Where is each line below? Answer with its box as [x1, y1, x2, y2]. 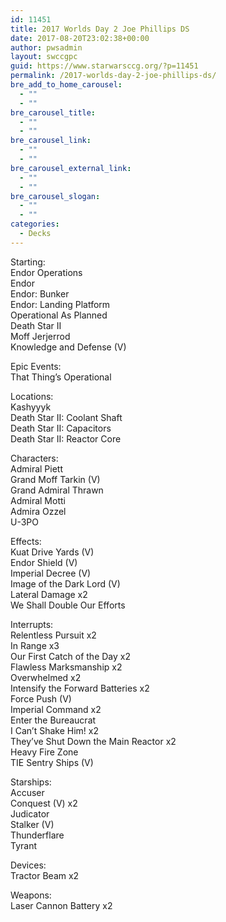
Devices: [10, 859, 47, 871]
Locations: [10, 390, 54, 402]
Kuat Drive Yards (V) [10, 546, 95, 558]
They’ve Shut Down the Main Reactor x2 [10, 735, 177, 747]
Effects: [10, 535, 42, 547]
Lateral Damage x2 [10, 588, 88, 600]
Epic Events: [10, 360, 62, 372]
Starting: [10, 256, 46, 268]
